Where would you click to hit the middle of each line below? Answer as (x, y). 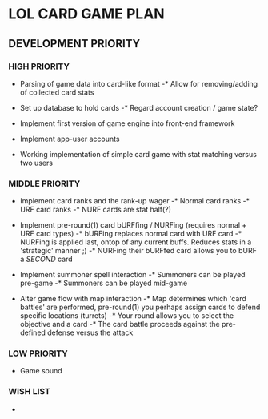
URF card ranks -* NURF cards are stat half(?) (96, 210)
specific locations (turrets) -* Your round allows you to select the (127, 316)
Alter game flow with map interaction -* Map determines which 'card (133, 299)
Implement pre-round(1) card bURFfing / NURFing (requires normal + (133, 225)
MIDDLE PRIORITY (44, 183)
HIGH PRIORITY (39, 66)
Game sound (41, 371)
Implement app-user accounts (70, 139)
